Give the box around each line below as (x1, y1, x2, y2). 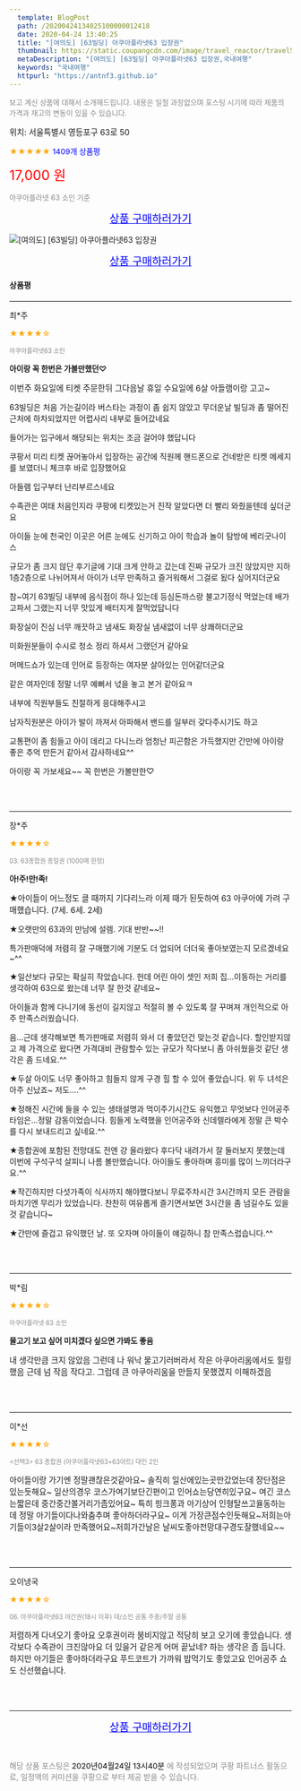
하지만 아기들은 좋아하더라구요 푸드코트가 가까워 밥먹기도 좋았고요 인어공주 (9, 1653, 278, 1664)
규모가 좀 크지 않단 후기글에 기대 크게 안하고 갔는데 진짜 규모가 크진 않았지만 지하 (9, 561, 291, 572)
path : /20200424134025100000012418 (17, 22, 150, 30)
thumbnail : (17, 47, 58, 56)
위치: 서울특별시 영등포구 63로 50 (9, 126, 130, 137)
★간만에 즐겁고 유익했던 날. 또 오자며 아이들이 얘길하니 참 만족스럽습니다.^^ (9, 1227, 273, 1238)
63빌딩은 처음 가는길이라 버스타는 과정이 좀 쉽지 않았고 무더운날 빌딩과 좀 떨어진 (9, 401, 289, 412)
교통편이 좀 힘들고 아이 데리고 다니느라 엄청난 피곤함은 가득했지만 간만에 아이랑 (9, 736, 285, 746)
